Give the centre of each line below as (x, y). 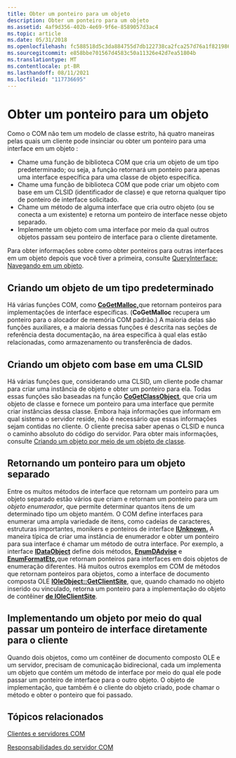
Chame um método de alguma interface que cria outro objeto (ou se (116, 207)
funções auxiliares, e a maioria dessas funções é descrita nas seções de (112, 328)
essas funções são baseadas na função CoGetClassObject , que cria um (112, 396)
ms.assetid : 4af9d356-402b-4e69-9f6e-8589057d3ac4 (83, 27)
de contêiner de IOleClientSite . (52, 596)
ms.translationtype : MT (42, 60)
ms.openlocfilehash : (38, 46)
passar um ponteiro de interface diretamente (107, 629)
